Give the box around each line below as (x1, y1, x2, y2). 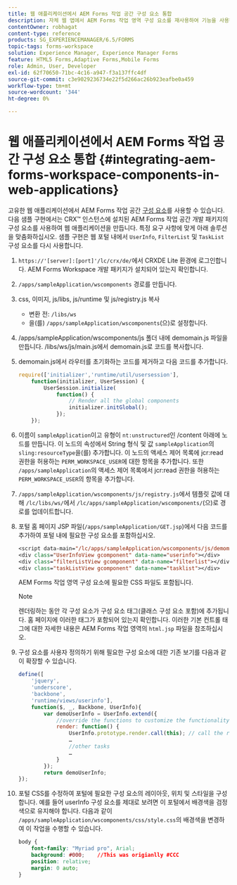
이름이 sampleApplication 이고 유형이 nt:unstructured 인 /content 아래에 (18, 431, 221, 439)
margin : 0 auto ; (31, 865, 79, 872)
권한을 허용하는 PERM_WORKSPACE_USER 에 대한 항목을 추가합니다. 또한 (18, 457, 205, 465)
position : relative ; (31, 858, 91, 865)
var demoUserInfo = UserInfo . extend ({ (44, 710, 158, 718)
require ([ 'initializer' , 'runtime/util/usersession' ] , (18, 371, 179, 378)
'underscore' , (31, 684, 72, 692)
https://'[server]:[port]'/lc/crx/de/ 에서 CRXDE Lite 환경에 (18, 256, 197, 265)
